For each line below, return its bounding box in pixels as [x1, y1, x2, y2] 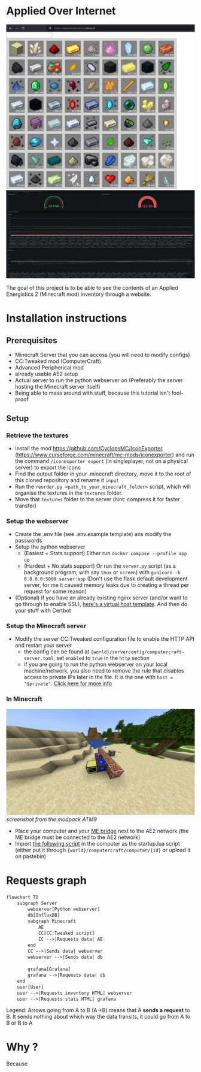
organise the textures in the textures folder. [14, 489, 123, 496]
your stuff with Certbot [14, 607, 71, 614]
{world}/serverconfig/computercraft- [90, 649, 185, 655]
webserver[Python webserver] [28, 906, 100, 913]
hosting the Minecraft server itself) [14, 383, 100, 390]
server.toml [23, 656, 54, 662]
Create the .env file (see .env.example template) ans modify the [14, 531, 172, 538]
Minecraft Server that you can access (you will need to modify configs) [14, 352, 190, 359]
